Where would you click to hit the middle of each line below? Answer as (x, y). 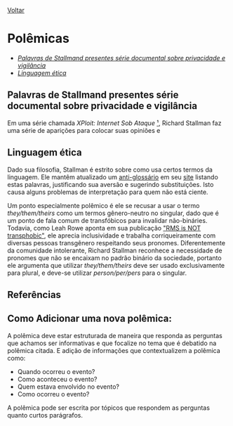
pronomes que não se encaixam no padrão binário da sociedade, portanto (115, 258)
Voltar (16, 10)
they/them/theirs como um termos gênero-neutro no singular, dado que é (113, 213)
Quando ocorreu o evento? (56, 371)
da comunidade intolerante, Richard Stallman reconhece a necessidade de (115, 250)
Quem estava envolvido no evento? (68, 387)
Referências (34, 295)
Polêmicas (39, 39)
